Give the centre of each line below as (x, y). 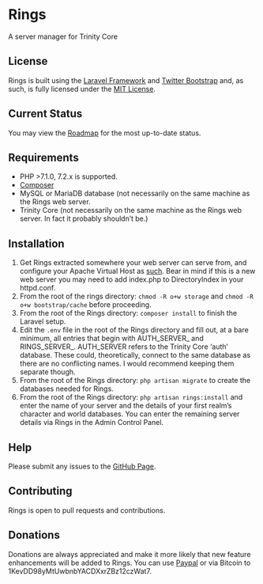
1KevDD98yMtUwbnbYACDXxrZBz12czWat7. (80, 571)
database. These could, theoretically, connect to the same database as (135, 355)
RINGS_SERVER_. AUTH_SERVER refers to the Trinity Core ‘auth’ (124, 347)
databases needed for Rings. (67, 389)
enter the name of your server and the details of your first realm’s (126, 406)
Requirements (43, 157)
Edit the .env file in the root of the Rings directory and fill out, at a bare (134, 330)
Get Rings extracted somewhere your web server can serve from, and (133, 263)
